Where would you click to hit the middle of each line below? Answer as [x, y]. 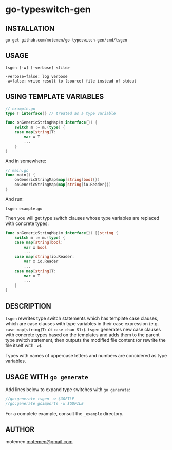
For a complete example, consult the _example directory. [64, 413]
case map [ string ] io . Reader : [44, 257]
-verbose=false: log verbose [36, 76]
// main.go [17, 170]
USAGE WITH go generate [47, 377]
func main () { [21, 175]
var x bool [35, 247]
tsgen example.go [24, 209]
